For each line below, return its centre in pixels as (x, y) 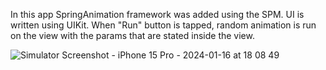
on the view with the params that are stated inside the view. (132, 35)
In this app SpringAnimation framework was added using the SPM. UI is (157, 14)
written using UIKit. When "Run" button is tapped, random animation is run (163, 25)
